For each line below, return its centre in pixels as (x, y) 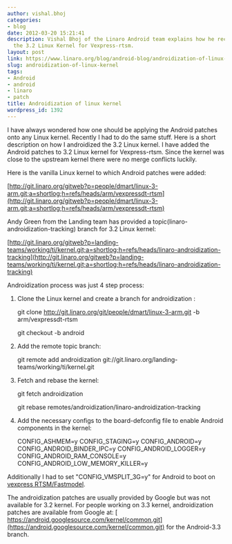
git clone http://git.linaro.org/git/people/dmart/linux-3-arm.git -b (108, 311)
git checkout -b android (51, 332)
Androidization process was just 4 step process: (76, 285)
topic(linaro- (170, 221)
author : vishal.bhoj (37, 13)
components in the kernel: (54, 428)
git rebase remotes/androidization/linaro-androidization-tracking (109, 407)
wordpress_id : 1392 (35, 110)
